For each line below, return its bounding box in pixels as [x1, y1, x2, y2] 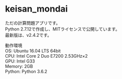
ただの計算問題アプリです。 [5, 20, 61, 26]
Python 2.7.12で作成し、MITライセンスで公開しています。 [5, 26, 120, 32]
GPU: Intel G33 [5, 58, 35, 64]
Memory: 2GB [5, 63, 33, 69]
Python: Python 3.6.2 [5, 68, 47, 74]
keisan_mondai [5, 3, 68, 15]
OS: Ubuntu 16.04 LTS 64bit [5, 47, 61, 54]
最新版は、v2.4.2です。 [5, 32, 52, 38]
